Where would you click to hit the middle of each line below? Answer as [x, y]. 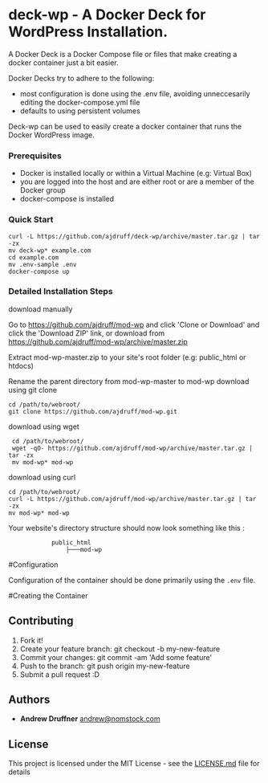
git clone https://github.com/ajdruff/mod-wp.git [93, 411]
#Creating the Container [48, 595]
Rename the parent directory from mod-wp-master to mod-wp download [129, 381]
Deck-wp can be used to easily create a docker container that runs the [125, 126]
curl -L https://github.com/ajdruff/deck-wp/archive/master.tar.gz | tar [134, 236]
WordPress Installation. [88, 32]
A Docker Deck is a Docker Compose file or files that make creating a [123, 54]
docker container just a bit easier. [63, 63]
